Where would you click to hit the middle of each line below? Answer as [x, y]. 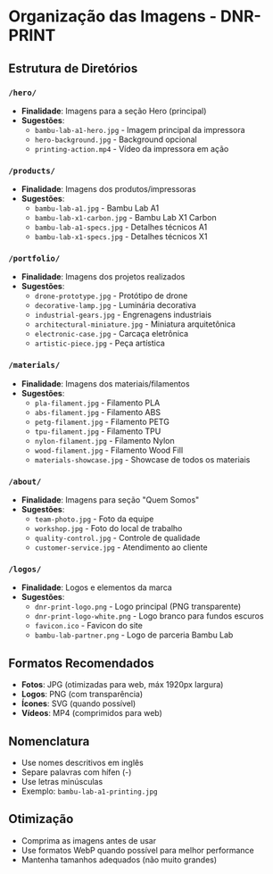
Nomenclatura [49, 741]
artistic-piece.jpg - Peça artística [100, 343]
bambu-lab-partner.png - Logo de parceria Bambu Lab [134, 635]
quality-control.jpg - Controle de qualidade [117, 538]
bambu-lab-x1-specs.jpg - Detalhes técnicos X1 [121, 237]
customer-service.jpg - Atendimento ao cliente [121, 547]
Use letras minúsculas [62, 781]
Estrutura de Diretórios [73, 68]
